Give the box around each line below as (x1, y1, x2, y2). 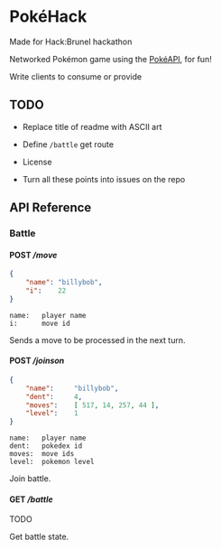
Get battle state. (9, 531, 69, 543)
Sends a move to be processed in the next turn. (9, 334, 187, 345)
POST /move (9, 249, 58, 260)
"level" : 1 (25, 409, 78, 418)
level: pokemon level (9, 458, 95, 467)
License (22, 156, 52, 167)
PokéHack (9, 6, 87, 27)
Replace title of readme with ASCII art (22, 121, 162, 132)
